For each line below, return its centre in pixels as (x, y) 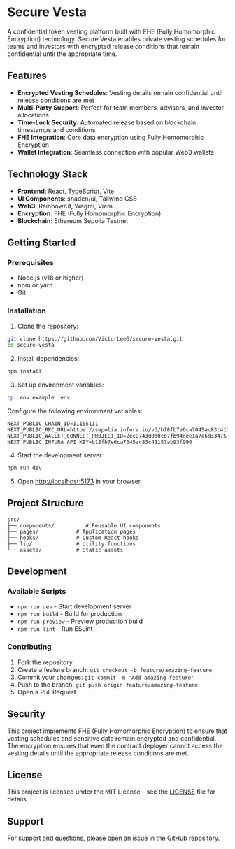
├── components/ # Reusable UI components (84, 525)
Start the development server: (60, 455)
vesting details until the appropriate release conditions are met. (98, 753)
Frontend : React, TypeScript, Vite (66, 191)
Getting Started (42, 242)
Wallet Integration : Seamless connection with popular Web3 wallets (116, 152)
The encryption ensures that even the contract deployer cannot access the (115, 745)
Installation (27, 311)
